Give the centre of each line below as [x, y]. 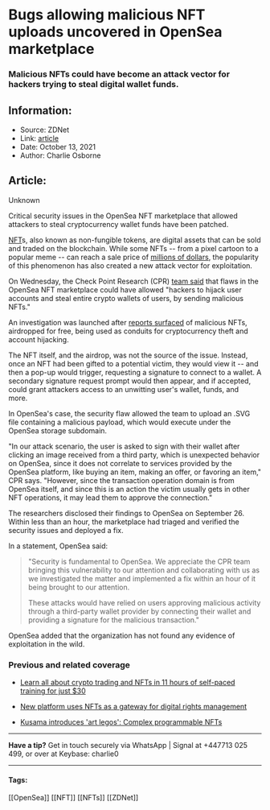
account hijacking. [39, 339]
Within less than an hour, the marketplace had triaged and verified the [124, 522]
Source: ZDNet [45, 130]
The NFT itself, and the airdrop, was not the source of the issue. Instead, [128, 355]
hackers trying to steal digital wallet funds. [94, 85]
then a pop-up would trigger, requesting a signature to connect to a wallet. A [135, 372]
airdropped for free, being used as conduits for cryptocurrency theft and [128, 331]
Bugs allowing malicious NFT [107, 15]
